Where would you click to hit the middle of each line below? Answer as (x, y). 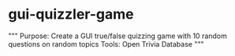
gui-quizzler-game (71, 14)
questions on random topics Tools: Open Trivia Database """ (106, 44)
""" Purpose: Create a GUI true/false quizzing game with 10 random (117, 36)
